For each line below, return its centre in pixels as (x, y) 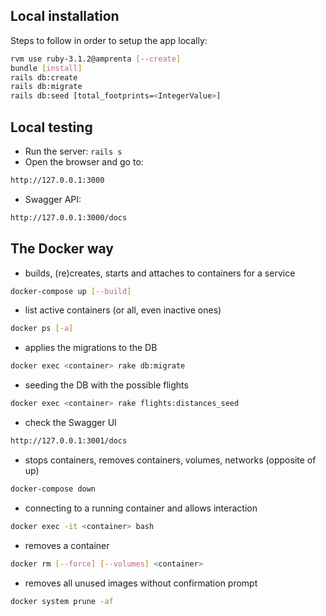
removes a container (67, 545)
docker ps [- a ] (42, 329)
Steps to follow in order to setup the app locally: (109, 40)
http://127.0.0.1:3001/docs (69, 441)
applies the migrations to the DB (91, 348)
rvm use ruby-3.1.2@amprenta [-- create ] (96, 59)
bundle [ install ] (46, 68)
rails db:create (44, 77)
